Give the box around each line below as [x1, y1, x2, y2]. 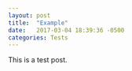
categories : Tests [8, 33, 68, 42]
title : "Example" [8, 19, 68, 27]
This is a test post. [8, 55, 68, 65]
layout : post [8, 11, 51, 20]
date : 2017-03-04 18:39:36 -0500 [8, 26, 125, 34]
